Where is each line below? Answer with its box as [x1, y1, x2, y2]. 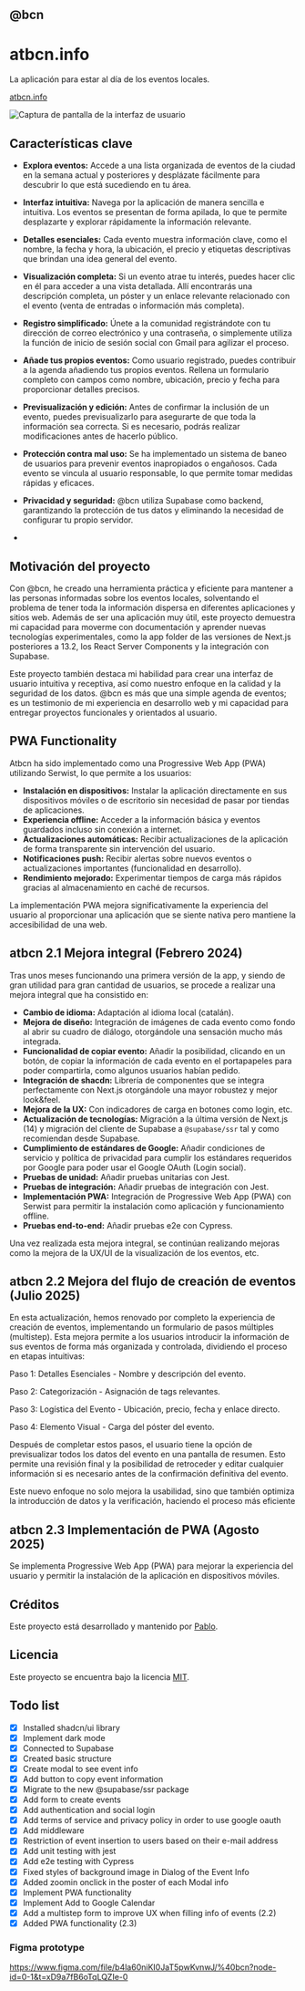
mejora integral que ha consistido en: [9, 989, 148, 1000]
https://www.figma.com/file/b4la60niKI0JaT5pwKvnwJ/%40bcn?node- [9, 1962, 277, 1973]
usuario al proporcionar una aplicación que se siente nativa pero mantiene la [9, 909, 296, 920]
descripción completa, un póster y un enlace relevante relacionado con [22, 291, 290, 302]
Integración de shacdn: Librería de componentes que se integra [22, 1074, 265, 1085]
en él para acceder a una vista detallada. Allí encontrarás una [22, 281, 253, 292]
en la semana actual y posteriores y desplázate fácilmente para [22, 170, 260, 181]
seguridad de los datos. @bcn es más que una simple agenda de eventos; [9, 688, 287, 699]
